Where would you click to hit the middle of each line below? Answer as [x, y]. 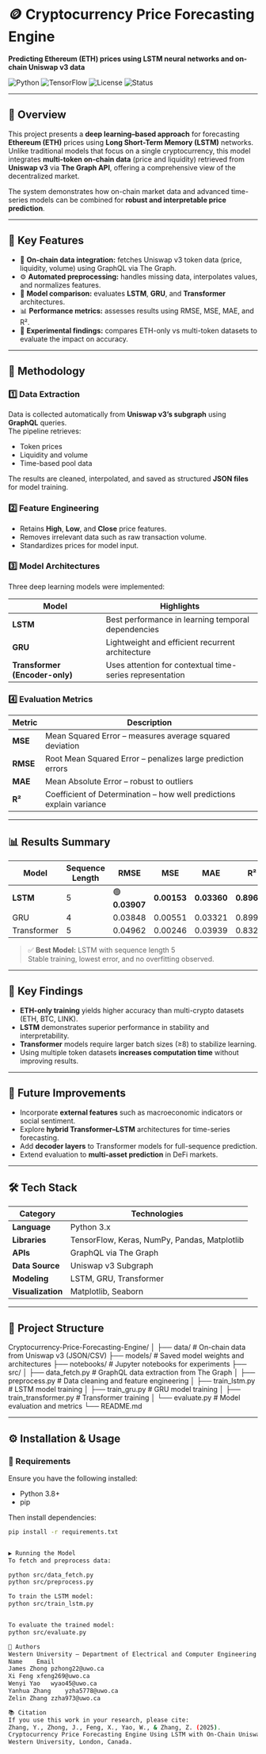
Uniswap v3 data [57, 67]
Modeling [30, 1279]
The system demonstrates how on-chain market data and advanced [119, 191]
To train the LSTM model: [51, 1596]
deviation [62, 746]
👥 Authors [25, 1647]
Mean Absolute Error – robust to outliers [119, 782]
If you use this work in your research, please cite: [99, 1720]
